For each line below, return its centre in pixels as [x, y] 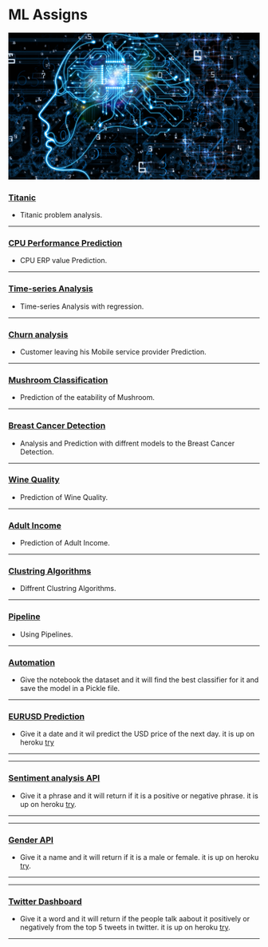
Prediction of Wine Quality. [64, 497]
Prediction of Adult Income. [65, 543]
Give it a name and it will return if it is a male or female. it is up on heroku [139, 857]
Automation [32, 662]
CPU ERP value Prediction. [63, 261]
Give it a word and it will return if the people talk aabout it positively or [135, 919]
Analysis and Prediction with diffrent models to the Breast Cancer [127, 443]
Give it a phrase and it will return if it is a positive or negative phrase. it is [139, 795]
